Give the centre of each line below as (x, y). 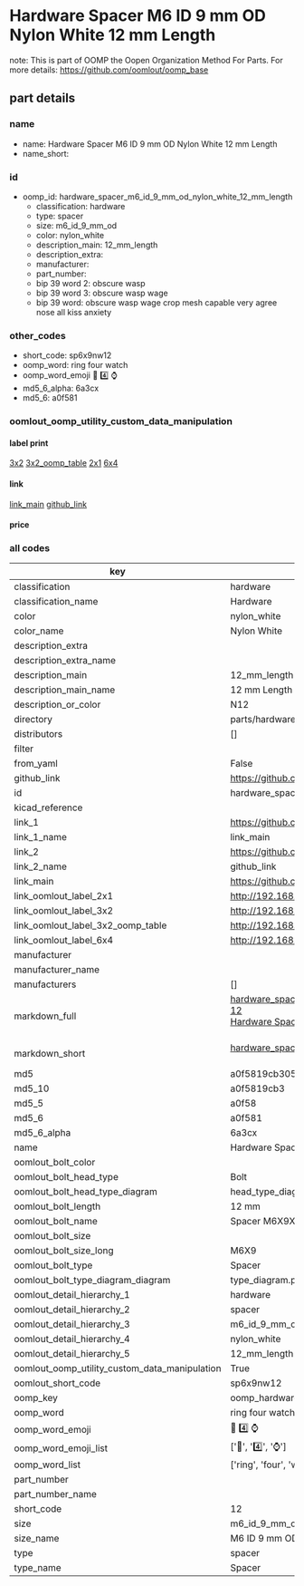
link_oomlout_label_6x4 (64, 941)
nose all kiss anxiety (74, 312)
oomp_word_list (47, 1465)
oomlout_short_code (57, 1383)
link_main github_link (48, 504)
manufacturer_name (57, 970)
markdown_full (45, 1016)
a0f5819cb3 (257, 1088)
